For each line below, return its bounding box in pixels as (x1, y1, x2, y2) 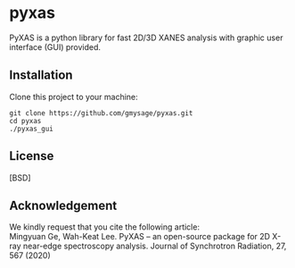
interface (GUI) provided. (9, 41, 101, 52)
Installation (9, 68, 73, 83)
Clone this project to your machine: (9, 91, 138, 102)
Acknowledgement (9, 197, 118, 213)
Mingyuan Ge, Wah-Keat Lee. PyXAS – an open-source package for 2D (9, 231, 270, 242)
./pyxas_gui (9, 124, 53, 133)
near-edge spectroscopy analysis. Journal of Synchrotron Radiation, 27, (22, 240, 287, 252)
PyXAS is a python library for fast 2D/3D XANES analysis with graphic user (9, 32, 283, 43)
